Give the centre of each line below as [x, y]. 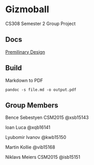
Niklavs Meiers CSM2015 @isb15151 [43, 157]
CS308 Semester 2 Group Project [40, 23]
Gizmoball [27, 9]
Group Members [32, 105]
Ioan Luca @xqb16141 [28, 127]
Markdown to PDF [24, 80]
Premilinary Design [25, 52]
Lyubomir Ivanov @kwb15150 [36, 137]
